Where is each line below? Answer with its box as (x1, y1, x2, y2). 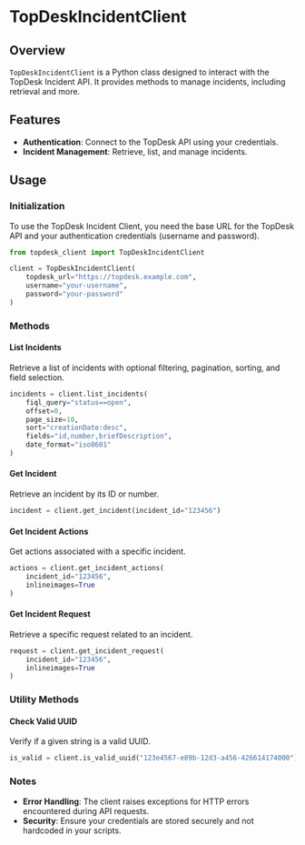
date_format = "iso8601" (25, 440, 112, 449)
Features (9, 112, 61, 128)
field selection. (9, 371, 65, 383)
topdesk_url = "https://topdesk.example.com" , (25, 273, 197, 282)
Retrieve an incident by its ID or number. (9, 488, 160, 499)
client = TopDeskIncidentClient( (9, 264, 136, 274)
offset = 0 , (25, 407, 64, 416)
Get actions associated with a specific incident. (9, 546, 186, 557)
